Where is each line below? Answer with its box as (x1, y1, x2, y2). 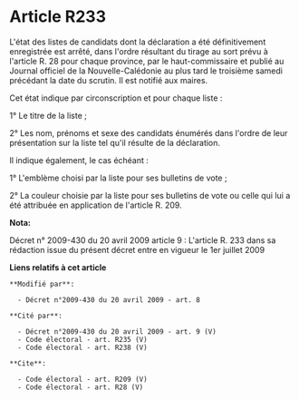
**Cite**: (9, 358, 47, 368)
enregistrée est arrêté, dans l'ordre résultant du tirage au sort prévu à (9, 45, 269, 56)
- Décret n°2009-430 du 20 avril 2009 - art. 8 (17, 295, 201, 305)
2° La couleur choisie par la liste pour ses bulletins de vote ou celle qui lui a (9, 190, 291, 200)
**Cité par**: (9, 311, 63, 320)
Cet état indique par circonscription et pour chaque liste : (9, 93, 223, 103)
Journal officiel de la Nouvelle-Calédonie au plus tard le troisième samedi (9, 65, 284, 76)
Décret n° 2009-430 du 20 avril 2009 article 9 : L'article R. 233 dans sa (9, 234, 276, 246)
